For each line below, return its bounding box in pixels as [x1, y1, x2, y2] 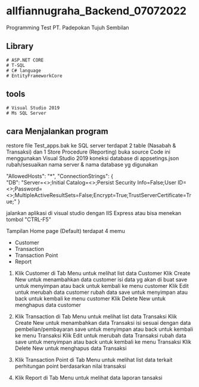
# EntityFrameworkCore [6, 73, 63, 79]
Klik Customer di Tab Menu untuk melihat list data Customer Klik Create [14, 270, 191, 277]
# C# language [6, 67, 42, 73]
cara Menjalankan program [6, 126, 108, 136]
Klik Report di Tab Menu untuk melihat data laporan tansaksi [14, 374, 163, 382]
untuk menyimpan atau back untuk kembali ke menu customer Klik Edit [14, 282, 189, 290]
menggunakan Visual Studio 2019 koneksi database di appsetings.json [6, 155, 179, 162]
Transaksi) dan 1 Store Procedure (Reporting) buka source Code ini [6, 148, 171, 156]
